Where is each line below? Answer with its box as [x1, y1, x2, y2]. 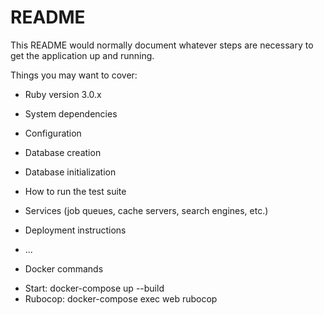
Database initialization [24, 166, 117, 178]
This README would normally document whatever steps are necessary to [10, 39, 314, 51]
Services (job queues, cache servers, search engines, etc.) [24, 204, 269, 216]
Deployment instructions [24, 224, 127, 236]
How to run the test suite [24, 185, 127, 197]
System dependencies [24, 107, 118, 120]
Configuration [24, 127, 82, 139]
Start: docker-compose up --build [24, 282, 165, 294]
